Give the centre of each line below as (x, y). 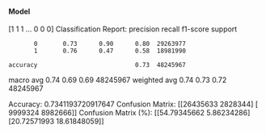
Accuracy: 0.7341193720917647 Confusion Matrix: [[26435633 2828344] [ (133, 104)
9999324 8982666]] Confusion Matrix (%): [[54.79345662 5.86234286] (129, 113)
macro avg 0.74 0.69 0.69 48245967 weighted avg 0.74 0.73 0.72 (118, 80)
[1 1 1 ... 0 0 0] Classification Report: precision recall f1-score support (123, 29)
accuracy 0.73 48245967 (97, 65)
